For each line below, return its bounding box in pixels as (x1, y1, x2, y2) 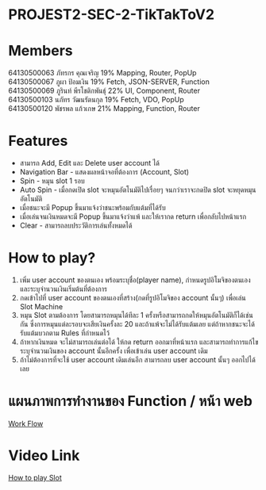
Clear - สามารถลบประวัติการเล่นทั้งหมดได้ (19, 220, 133, 231)
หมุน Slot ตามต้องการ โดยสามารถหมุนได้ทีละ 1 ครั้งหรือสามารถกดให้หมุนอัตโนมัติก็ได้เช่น (19, 311, 253, 320)
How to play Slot (8, 473, 62, 482)
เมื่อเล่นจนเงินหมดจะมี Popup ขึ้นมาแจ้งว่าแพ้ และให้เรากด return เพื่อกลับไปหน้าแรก (19, 212, 247, 221)
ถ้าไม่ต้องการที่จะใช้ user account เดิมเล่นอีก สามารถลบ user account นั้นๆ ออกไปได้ (19, 355, 256, 364)
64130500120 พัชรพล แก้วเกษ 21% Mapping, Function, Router (8, 104, 200, 113)
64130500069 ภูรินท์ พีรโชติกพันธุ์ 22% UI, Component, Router (8, 86, 201, 96)
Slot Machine (19, 302, 64, 311)
